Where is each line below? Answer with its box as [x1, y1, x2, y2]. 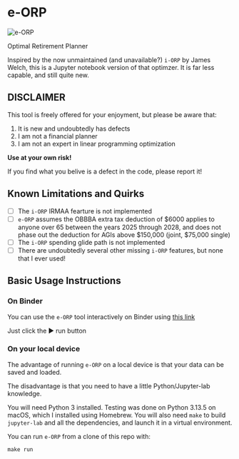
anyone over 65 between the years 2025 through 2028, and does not [17, 223, 221, 231]
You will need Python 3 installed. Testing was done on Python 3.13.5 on [7, 403, 216, 411]
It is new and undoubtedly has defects [17, 124, 131, 133]
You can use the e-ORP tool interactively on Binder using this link [7, 312, 195, 321]
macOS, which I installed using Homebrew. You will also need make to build [7, 410, 226, 419]
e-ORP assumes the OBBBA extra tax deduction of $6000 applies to [17, 215, 215, 223]
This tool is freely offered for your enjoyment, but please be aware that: [7, 110, 218, 118]
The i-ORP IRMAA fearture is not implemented [17, 206, 152, 215]
